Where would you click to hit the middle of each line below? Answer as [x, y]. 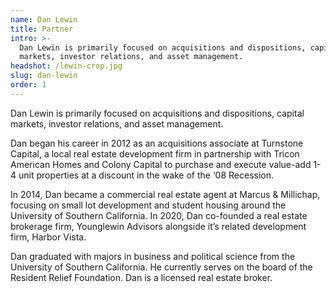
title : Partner [42, 29]
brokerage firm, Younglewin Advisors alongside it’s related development [158, 226]
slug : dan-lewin [44, 76]
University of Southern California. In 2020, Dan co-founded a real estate [159, 215]
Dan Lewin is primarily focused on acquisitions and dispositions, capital [157, 113]
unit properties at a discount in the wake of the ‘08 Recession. [146, 175]
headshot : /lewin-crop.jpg [66, 66]
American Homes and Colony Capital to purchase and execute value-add [161, 164]
